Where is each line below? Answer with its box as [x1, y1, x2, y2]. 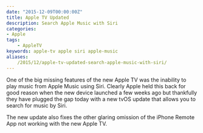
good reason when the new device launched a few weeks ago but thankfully [6, 89, 198, 96]
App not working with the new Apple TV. [6, 120, 108, 127]
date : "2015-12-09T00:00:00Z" [6, 8, 83, 15]
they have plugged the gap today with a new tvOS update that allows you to [6, 95, 196, 103]
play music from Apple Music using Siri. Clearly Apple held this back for [6, 82, 186, 89]
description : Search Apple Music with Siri [6, 20, 119, 26]
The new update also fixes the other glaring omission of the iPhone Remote [6, 113, 195, 121]
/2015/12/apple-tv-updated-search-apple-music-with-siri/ [17, 59, 167, 65]
